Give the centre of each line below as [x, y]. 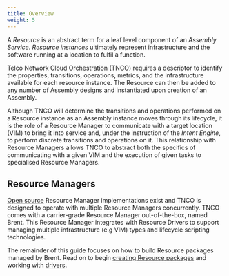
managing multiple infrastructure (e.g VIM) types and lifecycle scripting [108, 230]
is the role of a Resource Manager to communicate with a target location [110, 125]
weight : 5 [21, 20]
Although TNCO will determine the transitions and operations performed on [114, 111]
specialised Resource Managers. [53, 162]
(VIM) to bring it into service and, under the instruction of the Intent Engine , [114, 133]
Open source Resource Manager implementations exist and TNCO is [104, 201]
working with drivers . [37, 265]
